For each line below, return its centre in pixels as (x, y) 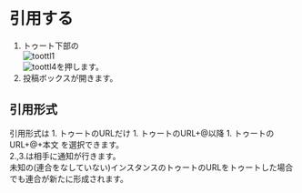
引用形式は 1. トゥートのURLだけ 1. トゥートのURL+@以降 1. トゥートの (142, 133)
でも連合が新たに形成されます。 (69, 178)
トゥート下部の (50, 46)
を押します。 (80, 66)
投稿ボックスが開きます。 (70, 77)
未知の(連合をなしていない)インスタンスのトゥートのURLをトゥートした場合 (151, 167)
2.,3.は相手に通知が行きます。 (65, 156)
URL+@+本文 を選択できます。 (67, 144)
